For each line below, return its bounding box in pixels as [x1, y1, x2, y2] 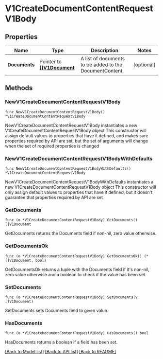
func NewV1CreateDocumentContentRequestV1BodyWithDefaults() [5, 166, 131, 171]
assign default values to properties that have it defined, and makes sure [5, 132, 148, 139]
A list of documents [81, 55, 125, 62]
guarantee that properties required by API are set [5, 194, 103, 200]
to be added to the [81, 61, 123, 68]
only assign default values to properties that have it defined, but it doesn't [5, 189, 153, 195]
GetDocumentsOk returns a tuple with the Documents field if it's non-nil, [5, 266, 149, 272]
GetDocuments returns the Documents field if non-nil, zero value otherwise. [5, 231, 157, 236]
